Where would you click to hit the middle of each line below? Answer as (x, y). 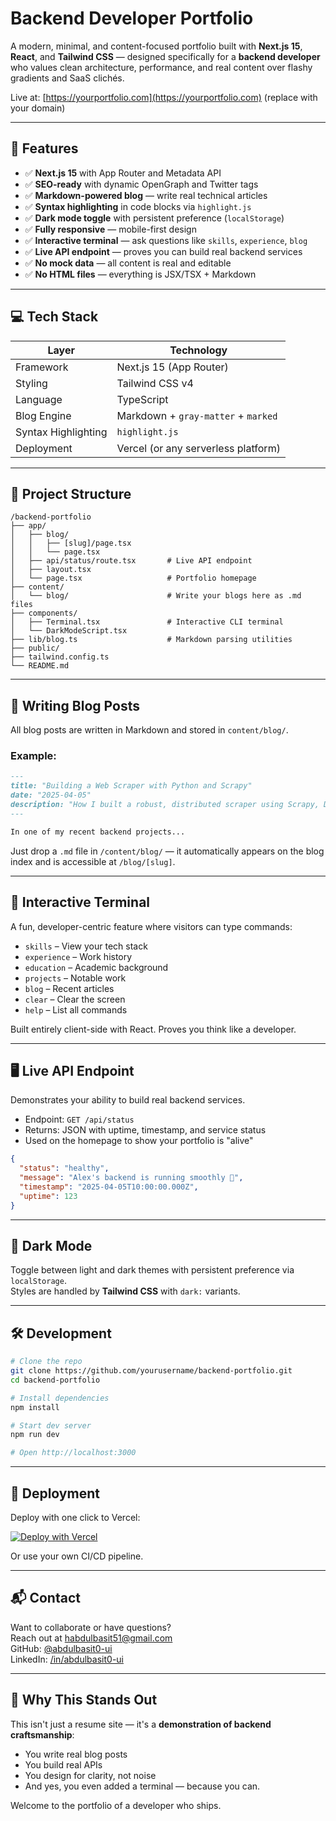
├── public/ (35, 648)
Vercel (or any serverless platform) (198, 448)
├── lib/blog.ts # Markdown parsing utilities (151, 640)
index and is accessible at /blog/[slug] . (93, 861)
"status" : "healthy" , (64, 1168)
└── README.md (40, 666)
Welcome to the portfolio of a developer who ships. (116, 1805)
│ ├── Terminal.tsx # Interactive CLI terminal (147, 622)
